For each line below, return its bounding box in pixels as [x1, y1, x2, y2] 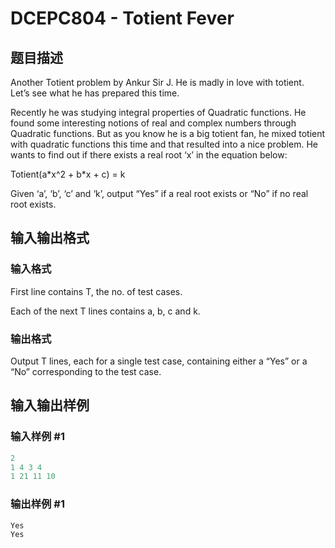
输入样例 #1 [10, 430, 65, 444]
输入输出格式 [10, 230, 90, 247]
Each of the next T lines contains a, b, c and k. [10, 305, 201, 317]
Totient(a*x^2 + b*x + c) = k [10, 168, 126, 180]
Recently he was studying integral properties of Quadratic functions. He [10, 107, 307, 118]
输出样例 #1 [10, 497, 65, 511]
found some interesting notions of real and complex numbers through [10, 117, 297, 129]
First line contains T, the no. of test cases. [10, 285, 183, 297]
